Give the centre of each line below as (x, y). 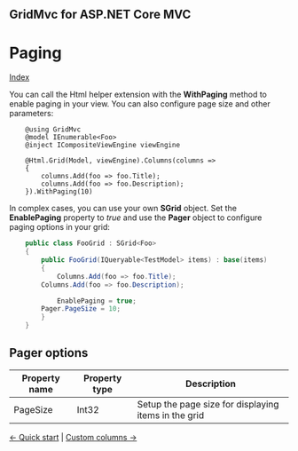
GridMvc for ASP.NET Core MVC (100, 15)
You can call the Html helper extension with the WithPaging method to (138, 95)
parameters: (31, 114)
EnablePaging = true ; (97, 301)
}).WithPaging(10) (59, 192)
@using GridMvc (53, 130)
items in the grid (171, 415)
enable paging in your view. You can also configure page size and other (140, 104)
